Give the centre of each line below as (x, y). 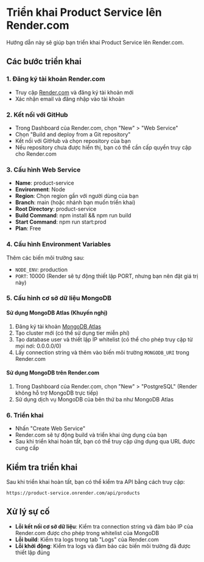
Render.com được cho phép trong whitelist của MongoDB (87, 533)
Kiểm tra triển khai (42, 467)
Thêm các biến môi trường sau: (45, 257)
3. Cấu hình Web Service (44, 169)
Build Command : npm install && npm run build (73, 216)
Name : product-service (44, 183)
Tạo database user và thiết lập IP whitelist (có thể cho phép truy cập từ (104, 339)
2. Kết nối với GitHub (37, 114)
